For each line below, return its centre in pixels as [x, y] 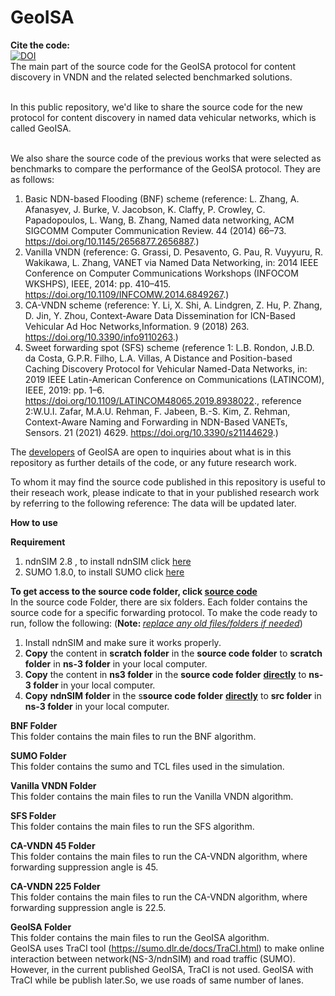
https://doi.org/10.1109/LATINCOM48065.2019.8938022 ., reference [163, 400]
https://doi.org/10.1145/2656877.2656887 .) [112, 241]
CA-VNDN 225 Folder [55, 886]
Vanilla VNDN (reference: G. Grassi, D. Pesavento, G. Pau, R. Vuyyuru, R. [173, 252]
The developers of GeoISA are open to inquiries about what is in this [151, 452]
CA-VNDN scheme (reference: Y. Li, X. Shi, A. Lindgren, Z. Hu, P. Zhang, [173, 305]
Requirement [38, 542]
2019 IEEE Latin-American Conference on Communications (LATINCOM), [174, 379]
